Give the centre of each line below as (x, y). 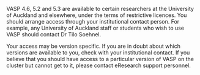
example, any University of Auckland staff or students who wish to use (95, 28)
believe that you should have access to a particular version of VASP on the (100, 59)
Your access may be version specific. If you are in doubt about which (93, 46)
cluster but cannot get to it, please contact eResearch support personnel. (99, 65)
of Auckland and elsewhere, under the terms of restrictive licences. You (97, 15)
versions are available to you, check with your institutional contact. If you (98, 53)
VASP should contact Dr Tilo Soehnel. (54, 34)
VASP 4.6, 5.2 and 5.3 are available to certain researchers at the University (100, 9)
